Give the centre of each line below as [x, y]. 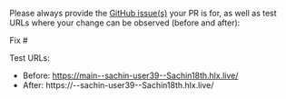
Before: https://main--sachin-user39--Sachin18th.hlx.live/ [130, 75]
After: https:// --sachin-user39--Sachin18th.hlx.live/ [118, 85]
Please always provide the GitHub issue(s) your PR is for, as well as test [143, 13]
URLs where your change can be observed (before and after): [125, 23]
